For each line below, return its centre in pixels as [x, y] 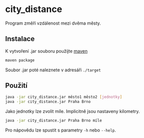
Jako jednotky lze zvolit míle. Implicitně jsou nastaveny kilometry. [73, 111]
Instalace [20, 39]
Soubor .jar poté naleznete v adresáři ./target [53, 70]
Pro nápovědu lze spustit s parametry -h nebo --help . [61, 130]
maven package [20, 60]
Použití [16, 86]
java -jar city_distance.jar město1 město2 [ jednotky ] [64, 97]
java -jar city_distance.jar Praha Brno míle [53, 121]
